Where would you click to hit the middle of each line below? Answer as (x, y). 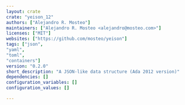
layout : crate (23, 11)
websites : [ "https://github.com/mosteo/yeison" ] (67, 39)
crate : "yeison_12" (30, 17)
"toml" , (16, 55)
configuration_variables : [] (42, 83)
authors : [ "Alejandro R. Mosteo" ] (48, 22)
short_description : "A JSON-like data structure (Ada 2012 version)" (93, 72)
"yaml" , (16, 50)
